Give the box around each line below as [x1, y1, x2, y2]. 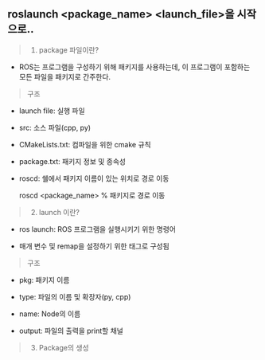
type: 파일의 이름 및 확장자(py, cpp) [18, 292, 131, 301]
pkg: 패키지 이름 [18, 275, 70, 284]
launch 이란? [38, 207, 80, 217]
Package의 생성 [38, 342, 89, 352]
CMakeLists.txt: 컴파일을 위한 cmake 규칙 [18, 139, 152, 149]
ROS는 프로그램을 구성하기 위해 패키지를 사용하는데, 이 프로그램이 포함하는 [18, 62, 251, 72]
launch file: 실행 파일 [18, 106, 85, 115]
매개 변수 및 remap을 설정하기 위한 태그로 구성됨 [18, 241, 170, 251]
